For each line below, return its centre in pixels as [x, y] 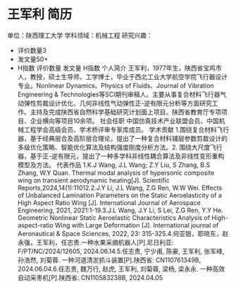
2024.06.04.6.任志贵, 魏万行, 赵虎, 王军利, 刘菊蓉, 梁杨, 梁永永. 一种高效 [121, 269]
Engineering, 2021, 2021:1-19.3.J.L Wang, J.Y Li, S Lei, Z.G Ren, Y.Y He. [120, 210]
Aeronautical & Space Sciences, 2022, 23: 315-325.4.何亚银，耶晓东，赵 [123, 233]
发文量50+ [33, 59]
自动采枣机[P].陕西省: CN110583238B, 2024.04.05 [90, 277]
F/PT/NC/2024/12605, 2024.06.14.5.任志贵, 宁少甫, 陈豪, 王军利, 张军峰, [121, 251]
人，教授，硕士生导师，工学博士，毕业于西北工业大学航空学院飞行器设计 [122, 76]
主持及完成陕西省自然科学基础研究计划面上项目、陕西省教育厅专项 [126, 112]
